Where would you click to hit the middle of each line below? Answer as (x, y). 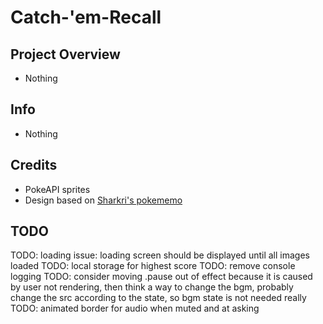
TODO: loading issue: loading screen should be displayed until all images (160, 255)
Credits (34, 165)
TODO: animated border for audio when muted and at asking (135, 308)
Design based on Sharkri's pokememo (103, 200)
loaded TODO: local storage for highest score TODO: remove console (153, 266)
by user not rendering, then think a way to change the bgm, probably (152, 287)
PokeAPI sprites (57, 189)
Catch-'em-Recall (86, 17)
